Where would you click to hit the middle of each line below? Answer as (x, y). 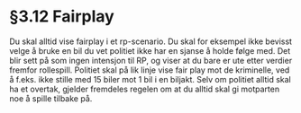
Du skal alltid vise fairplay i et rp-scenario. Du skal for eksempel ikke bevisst (151, 41)
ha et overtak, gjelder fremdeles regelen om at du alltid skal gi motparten (145, 89)
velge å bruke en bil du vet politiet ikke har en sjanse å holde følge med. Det (150, 50)
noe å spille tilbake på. (51, 98)
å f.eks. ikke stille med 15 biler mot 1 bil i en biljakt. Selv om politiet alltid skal (150, 79)
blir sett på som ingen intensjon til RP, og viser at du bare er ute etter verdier (151, 60)
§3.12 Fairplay (62, 17)
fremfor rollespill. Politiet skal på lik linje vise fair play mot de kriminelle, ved (150, 70)
